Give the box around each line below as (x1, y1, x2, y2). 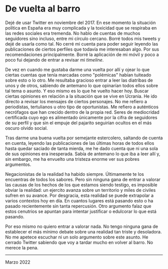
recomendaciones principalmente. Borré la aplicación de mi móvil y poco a (5, 51, 159, 58)
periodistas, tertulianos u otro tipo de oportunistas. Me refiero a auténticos (5, 104, 159, 110)
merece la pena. (5, 244, 38, 250)
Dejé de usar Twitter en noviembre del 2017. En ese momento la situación (5, 20, 156, 26)
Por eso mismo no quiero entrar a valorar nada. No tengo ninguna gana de (5, 223, 158, 229)
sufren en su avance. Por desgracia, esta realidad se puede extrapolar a (5, 192, 154, 198)
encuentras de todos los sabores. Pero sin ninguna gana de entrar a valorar (5, 176, 161, 182)
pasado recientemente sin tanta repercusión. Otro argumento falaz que (5, 203, 151, 209)
